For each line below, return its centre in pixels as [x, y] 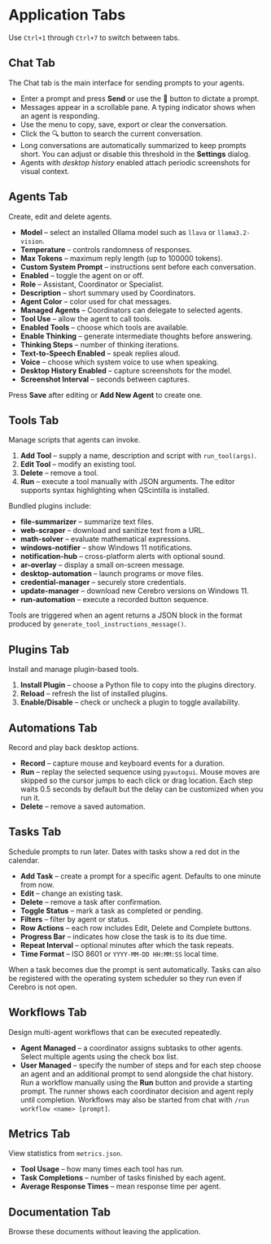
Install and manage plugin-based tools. [74, 670]
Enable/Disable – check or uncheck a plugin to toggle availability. [130, 702]
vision [31, 242]
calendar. [24, 860]
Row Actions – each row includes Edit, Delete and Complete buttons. [136, 928]
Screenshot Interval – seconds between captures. [105, 379]
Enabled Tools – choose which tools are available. [104, 327]
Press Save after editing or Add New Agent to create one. [105, 395]
